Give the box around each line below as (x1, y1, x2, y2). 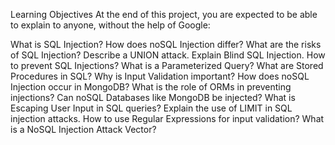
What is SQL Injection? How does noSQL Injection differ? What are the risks (10, 39, 322, 50)
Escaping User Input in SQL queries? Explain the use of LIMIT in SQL (10, 102, 293, 114)
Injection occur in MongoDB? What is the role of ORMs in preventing (10, 81, 292, 93)
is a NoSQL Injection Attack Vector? (10, 124, 157, 135)
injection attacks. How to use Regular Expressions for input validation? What (10, 113, 325, 124)
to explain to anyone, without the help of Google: (10, 19, 211, 31)
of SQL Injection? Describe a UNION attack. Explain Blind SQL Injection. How (10, 49, 326, 61)
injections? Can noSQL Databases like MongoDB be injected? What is (10, 92, 296, 103)
